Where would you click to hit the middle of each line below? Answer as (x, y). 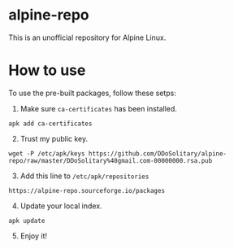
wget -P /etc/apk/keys (47, 153)
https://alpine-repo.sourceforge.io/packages (87, 190)
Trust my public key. (54, 138)
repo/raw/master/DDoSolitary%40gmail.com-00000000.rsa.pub (110, 160)
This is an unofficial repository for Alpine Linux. (87, 37)
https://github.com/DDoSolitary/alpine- (158, 153)
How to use (47, 70)
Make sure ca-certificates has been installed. (98, 108)
